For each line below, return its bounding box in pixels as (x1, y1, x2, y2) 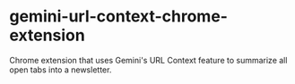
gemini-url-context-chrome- (9, 6, 229, 27)
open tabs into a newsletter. (9, 64, 112, 75)
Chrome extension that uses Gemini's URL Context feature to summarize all (9, 55, 288, 65)
